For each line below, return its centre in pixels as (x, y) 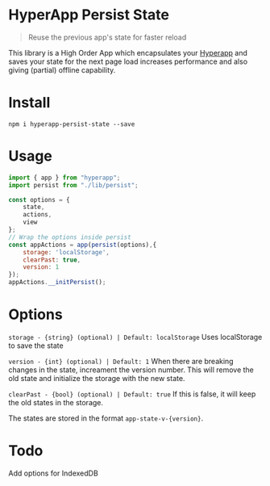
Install (29, 103)
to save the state (36, 346)
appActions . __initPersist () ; (57, 283)
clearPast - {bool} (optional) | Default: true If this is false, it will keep (132, 394)
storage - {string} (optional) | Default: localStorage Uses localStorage (135, 337)
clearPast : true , (52, 260)
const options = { (39, 199)
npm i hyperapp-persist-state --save (72, 124)
